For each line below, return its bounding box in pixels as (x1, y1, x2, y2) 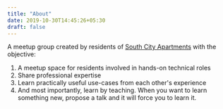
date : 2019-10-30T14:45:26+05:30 (7, 17, 106, 24)
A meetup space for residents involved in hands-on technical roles (17, 64, 211, 72)
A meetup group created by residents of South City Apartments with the (7, 43, 217, 51)
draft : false (7, 23, 46, 30)
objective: (7, 50, 37, 58)
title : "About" (7, 10, 52, 18)
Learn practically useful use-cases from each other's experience (17, 79, 207, 87)
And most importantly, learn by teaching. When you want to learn (17, 86, 207, 95)
